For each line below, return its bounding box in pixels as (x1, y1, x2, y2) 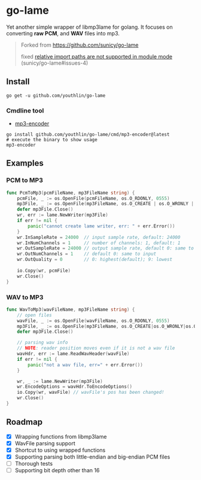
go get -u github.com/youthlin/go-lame (6, 92, 106, 99)
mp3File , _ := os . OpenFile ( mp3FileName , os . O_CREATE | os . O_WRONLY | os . (17, 323, 194, 329)
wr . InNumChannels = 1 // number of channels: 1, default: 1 (17, 240, 181, 246)
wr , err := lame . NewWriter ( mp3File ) (17, 212, 109, 218)
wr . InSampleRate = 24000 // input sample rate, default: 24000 (17, 234, 181, 240)
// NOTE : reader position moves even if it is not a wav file (17, 345, 175, 351)
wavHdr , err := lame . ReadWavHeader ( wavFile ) (17, 351, 130, 357)
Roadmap (6, 417, 43, 427)
